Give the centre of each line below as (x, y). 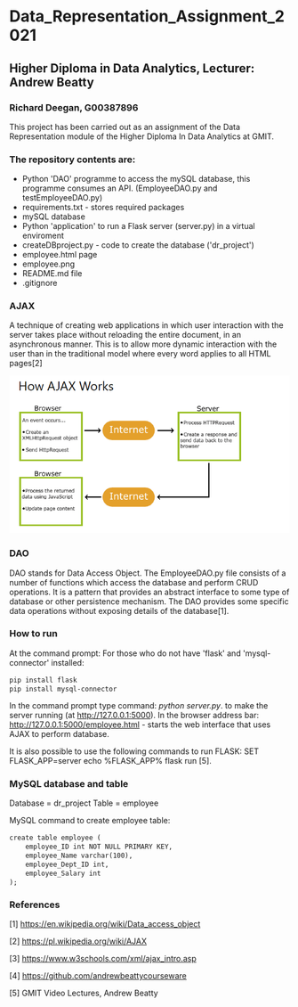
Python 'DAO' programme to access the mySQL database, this (136, 179)
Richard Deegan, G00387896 (74, 107)
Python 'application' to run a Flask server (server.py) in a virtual (138, 226)
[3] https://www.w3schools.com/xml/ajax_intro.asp (103, 959)
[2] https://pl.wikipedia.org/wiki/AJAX (78, 941)
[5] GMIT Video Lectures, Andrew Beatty (84, 993)
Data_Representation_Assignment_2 (147, 16)
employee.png (48, 264)
